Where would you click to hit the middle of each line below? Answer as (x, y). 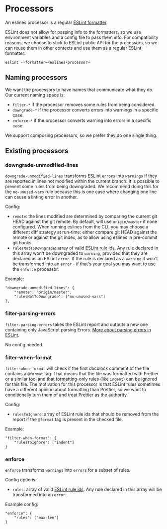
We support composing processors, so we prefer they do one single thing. (81, 135)
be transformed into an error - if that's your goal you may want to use (84, 264)
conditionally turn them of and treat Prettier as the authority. (67, 395)
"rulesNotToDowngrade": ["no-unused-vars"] (60, 297)
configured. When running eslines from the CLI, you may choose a (80, 227)
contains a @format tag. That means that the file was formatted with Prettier (82, 374)
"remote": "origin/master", (43, 292)
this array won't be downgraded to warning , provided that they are (80, 253)
